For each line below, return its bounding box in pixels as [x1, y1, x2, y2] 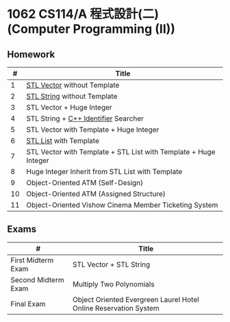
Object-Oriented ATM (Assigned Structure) [26, 189, 166, 199]
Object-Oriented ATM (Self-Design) [26, 178, 144, 187]
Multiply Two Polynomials [72, 279, 155, 288]
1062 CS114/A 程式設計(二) [7, 6, 159, 22]
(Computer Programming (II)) [7, 21, 176, 37]
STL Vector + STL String [72, 260, 151, 269]
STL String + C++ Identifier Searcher [26, 114, 144, 123]
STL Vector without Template [26, 80, 120, 90]
